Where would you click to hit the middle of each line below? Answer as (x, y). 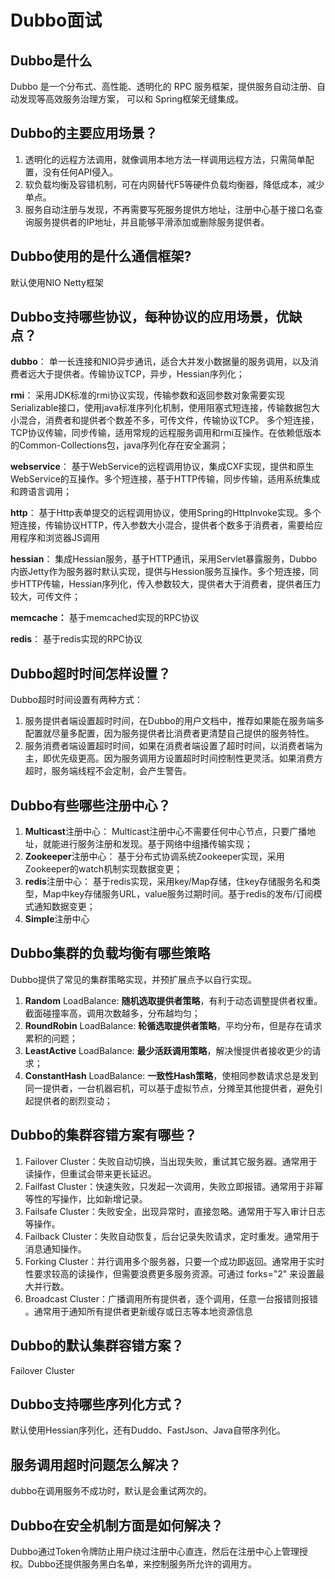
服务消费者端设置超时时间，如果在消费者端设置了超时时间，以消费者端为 (173, 746)
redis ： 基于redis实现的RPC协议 (76, 639)
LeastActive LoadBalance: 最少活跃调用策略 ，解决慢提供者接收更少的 (168, 1050)
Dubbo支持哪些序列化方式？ (97, 1404)
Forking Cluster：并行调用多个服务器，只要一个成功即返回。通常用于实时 (174, 1261)
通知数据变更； (64, 907)
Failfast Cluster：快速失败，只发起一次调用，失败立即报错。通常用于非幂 (174, 1186)
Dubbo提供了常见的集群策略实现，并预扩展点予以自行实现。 (133, 979)
